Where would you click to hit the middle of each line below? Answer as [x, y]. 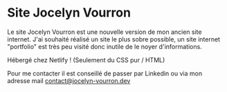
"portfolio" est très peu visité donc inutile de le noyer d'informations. [105, 46]
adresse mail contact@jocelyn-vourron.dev [69, 80]
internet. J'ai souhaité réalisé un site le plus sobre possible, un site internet [113, 39]
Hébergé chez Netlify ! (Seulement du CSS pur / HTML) [86, 59]
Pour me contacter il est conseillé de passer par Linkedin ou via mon [105, 73]
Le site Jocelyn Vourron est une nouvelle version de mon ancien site [105, 32]
